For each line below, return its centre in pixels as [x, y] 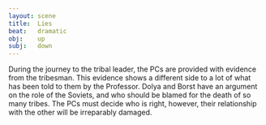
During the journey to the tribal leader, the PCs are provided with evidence [133, 69]
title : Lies [30, 24]
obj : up [27, 39]
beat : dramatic [38, 31]
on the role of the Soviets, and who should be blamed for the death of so [130, 95]
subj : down [30, 46]
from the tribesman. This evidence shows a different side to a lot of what [130, 78]
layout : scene [32, 16]
